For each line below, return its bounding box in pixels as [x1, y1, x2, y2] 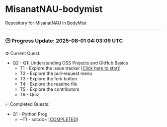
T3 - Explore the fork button [19, 76, 77, 82]
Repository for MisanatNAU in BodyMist [5, 20, 87, 26]
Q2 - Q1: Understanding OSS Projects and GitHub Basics [12, 60, 128, 66]
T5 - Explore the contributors [19, 86, 80, 92]
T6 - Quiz [19, 92, 40, 98]
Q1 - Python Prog [12, 111, 48, 117]
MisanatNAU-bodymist [5, 3, 103, 15]
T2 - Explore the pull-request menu [19, 70, 92, 76]
